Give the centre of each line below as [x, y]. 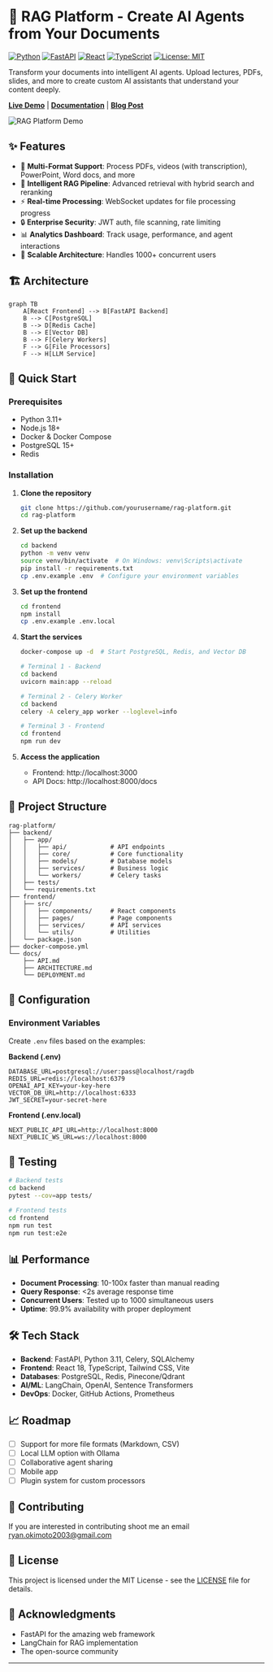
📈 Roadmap [40, 1420]
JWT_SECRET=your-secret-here [58, 1100]
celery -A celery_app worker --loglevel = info [98, 712]
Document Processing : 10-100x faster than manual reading [120, 1283]
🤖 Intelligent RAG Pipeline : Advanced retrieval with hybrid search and [137, 183]
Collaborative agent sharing [67, 1462]
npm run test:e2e [38, 1233]
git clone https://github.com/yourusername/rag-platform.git [126, 507]
